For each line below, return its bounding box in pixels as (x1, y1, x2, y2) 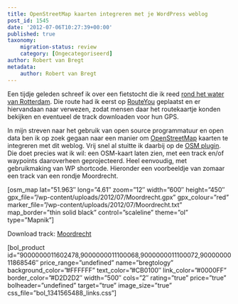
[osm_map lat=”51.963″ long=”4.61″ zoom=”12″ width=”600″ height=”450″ (7, 185, 225, 194)
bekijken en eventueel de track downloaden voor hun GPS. (7, 112, 179, 121)
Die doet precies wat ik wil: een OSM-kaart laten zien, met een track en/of (7, 149, 225, 157)
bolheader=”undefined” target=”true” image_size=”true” (7, 281, 173, 289)
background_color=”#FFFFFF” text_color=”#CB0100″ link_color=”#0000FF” (7, 266, 227, 274)
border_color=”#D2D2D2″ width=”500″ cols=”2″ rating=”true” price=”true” (7, 273, 227, 282)
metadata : (7, 63, 37, 70)
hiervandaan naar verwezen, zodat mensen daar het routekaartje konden (7, 105, 221, 113)
